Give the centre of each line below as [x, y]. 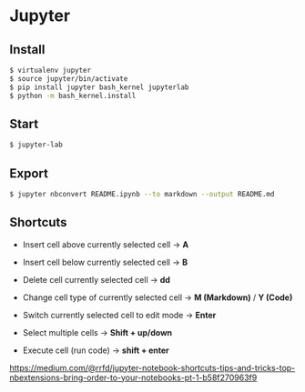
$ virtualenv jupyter [51, 70]
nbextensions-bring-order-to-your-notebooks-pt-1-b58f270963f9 [133, 377]
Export [29, 173]
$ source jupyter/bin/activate [69, 78]
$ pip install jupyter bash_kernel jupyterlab [99, 87]
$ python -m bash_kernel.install [73, 95]
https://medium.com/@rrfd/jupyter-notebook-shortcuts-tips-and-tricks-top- [152, 367]
